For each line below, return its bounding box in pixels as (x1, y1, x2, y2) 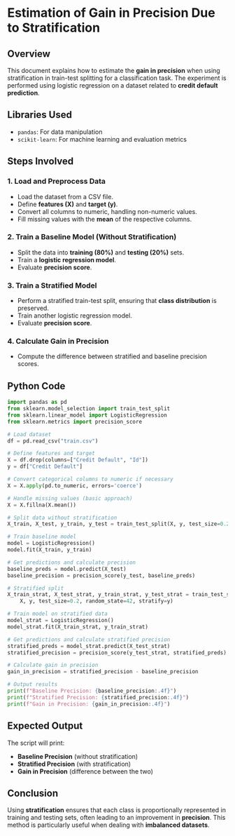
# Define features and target (7, 450, 96, 457)
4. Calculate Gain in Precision (7, 337, 109, 346)
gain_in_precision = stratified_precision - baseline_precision (7, 668, 199, 675)
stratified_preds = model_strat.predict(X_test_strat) (7, 642, 171, 649)
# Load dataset (7, 431, 52, 438)
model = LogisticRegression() (7, 540, 96, 547)
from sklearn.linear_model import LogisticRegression (7, 412, 168, 419)
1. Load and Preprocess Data (7, 177, 106, 187)
